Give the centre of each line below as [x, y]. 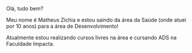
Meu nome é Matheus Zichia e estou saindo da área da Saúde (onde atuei [96, 20]
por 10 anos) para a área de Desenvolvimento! [62, 26]
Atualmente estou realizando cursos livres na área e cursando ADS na [91, 37]
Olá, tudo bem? [25, 9]
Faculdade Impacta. [30, 44]
